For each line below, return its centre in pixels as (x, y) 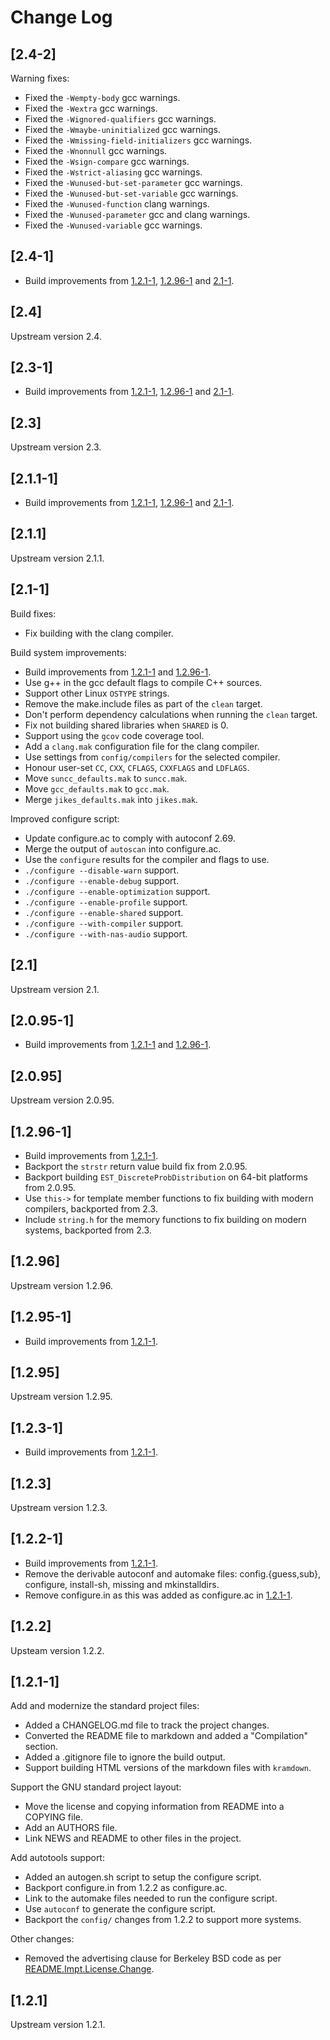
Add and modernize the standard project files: (105, 1706)
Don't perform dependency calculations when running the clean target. (171, 714)
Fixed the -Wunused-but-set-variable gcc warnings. (131, 193)
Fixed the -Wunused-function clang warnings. (117, 204)
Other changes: (42, 1939)
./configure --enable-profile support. (106, 902)
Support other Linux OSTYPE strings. (97, 693)
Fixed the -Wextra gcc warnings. (91, 108)
